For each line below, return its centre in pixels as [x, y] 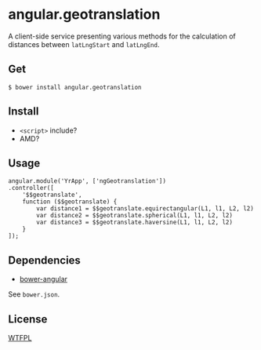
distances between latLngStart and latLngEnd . [84, 44]
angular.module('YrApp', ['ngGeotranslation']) [87, 181]
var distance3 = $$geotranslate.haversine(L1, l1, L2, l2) [135, 222]
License [28, 319]
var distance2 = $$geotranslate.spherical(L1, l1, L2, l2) [135, 216]
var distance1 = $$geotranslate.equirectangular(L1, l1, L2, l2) [145, 209]
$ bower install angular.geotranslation [75, 87]
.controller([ [31, 188]
